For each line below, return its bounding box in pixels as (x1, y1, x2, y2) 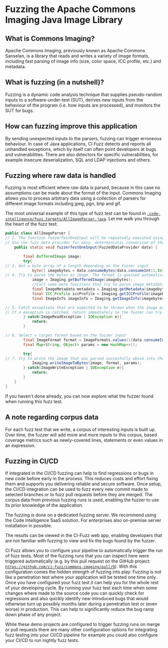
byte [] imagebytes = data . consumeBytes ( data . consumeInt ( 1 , (31, 268, 157, 273)
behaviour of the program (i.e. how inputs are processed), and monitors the (5, 102, 161, 108)
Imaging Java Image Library (5, 14, 123, 26)
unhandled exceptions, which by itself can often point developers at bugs (5, 146, 156, 152)
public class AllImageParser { (5, 231, 70, 236)
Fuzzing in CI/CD (5, 456, 58, 466)
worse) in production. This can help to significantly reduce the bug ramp (5, 606, 154, 612)
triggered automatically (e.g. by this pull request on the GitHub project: (5, 558, 151, 564)
